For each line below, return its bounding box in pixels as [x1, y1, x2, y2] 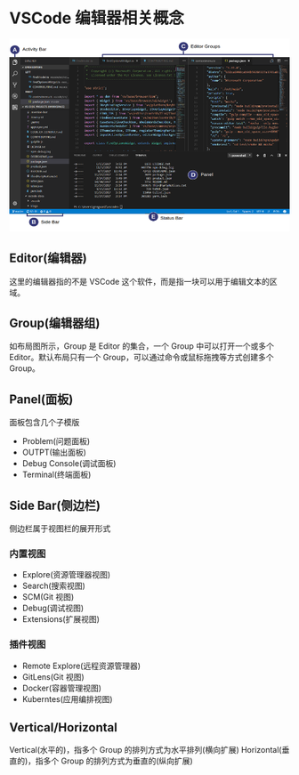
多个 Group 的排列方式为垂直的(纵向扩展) [43, 755, 193, 766]
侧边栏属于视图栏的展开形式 [9, 523, 111, 534]
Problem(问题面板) [21, 436, 91, 447]
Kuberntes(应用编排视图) [21, 693, 113, 704]
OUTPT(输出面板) [21, 447, 87, 458]
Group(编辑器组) [9, 315, 101, 330]
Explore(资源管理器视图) [21, 569, 111, 580]
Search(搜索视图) [21, 580, 86, 592]
